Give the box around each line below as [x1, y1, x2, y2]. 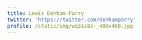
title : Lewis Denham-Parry [7, 9, 84, 17]
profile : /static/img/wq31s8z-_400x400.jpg [7, 22, 134, 29]
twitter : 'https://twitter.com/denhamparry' [7, 16, 137, 23]
